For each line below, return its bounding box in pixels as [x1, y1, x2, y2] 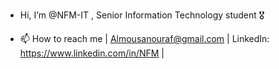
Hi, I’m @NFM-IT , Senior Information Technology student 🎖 [19, 9, 265, 21]
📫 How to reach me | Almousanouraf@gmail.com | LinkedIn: [19, 33, 270, 44]
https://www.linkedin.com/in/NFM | [19, 47, 165, 59]
